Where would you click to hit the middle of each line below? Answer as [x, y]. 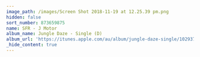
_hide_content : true [32, 45]
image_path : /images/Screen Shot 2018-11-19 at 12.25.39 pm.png [87, 12]
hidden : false [24, 17]
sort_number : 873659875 [36, 23]
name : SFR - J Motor [32, 28]
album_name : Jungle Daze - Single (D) [54, 34]
